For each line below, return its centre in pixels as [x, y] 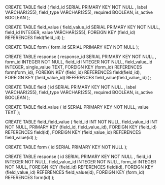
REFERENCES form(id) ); [30, 177]
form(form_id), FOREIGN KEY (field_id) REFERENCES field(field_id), [73, 72]
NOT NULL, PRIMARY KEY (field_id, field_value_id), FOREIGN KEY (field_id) [81, 127]
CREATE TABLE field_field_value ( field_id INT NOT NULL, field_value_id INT [81, 122]
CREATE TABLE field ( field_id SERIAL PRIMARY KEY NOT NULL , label [76, 7]
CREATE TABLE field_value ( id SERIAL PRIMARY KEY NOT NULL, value [77, 107]
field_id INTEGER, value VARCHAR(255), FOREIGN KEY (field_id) [70, 32]
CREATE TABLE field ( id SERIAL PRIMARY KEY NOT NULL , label [71, 87]
